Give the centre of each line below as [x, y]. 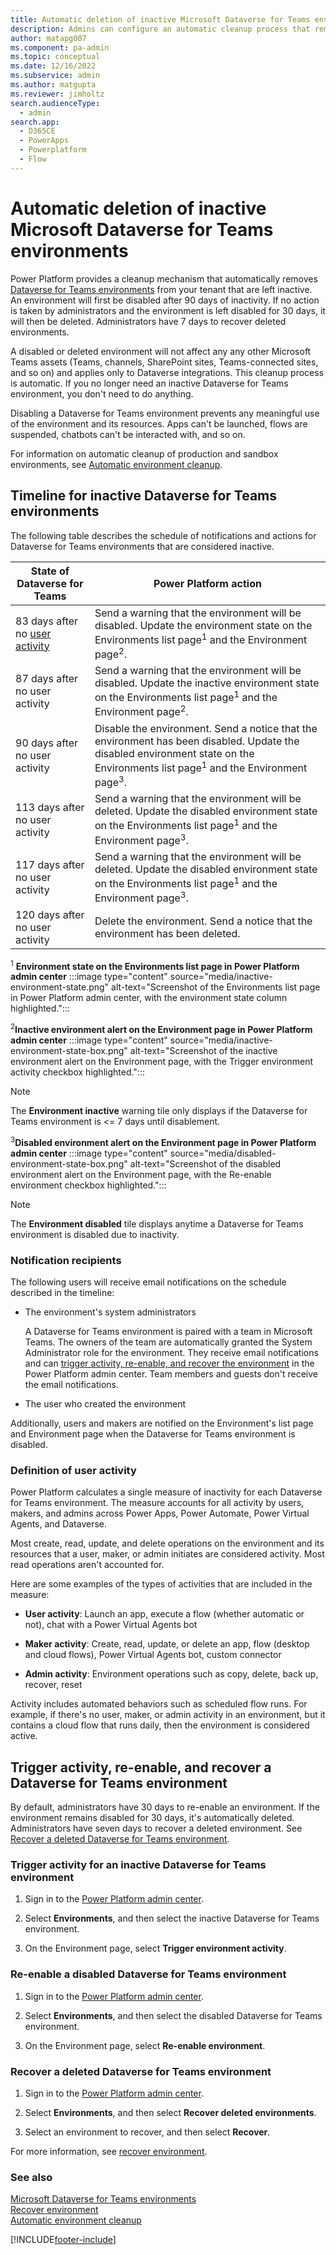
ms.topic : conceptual [55, 57]
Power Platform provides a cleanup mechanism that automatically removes [164, 278]
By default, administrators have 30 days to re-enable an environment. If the [165, 1807]
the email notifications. [72, 1385]
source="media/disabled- [223, 1153]
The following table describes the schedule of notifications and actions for [163, 535]
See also [31, 2177]
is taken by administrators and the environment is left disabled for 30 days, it [168, 310]
